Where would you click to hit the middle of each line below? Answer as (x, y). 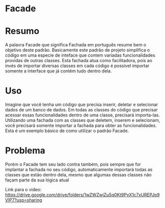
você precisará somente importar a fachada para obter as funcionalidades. (81, 126)
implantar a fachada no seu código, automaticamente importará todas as (79, 170)
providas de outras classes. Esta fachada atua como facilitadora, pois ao (79, 61)
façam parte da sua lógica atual (37, 180)
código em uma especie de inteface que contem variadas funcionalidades (80, 55)
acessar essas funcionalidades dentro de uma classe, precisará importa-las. (82, 115)
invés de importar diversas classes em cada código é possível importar (77, 66)
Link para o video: (23, 190)
